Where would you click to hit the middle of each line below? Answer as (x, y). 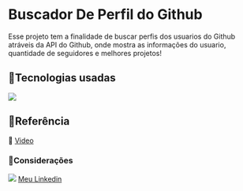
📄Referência (39, 121)
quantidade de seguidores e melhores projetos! (85, 53)
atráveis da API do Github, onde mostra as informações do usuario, (117, 44)
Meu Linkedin (40, 178)
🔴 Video (21, 140)
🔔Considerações (41, 161)
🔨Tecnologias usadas (62, 78)
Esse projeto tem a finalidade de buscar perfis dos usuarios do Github (122, 36)
